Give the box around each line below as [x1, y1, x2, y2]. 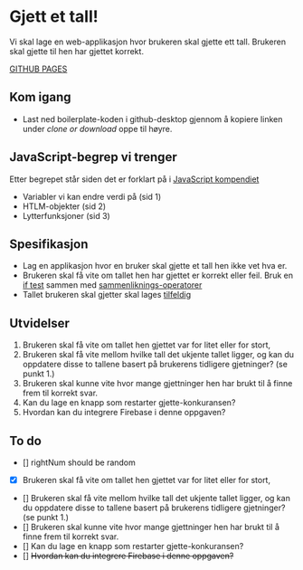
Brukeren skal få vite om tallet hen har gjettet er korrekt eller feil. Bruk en [22, 270, 294, 281]
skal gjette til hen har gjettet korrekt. [9, 45, 145, 56]
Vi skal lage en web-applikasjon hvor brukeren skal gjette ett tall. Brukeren [9, 36, 287, 47]
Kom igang [9, 90, 71, 105]
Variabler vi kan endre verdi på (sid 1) [22, 191, 162, 202]
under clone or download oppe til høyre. [22, 123, 173, 134]
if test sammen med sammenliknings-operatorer [22, 280, 203, 290]
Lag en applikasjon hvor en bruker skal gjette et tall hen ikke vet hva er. [22, 261, 288, 271]
